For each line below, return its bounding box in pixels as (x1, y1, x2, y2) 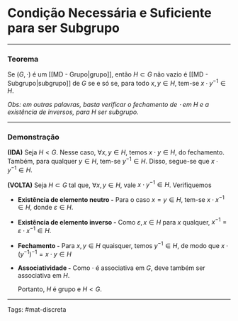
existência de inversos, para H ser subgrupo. (7, 108, 140, 116)
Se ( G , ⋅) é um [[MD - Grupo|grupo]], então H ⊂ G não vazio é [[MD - (7, 70, 209, 79)
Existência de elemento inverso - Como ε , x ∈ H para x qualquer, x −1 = (17, 216, 227, 226)
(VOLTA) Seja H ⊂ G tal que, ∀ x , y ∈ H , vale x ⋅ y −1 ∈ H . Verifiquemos (7, 179, 212, 189)
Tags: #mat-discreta (7, 305, 67, 314)
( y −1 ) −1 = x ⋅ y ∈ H (17, 249, 72, 259)
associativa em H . (17, 271, 70, 280)
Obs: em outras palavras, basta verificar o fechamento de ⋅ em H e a (7, 100, 210, 108)
